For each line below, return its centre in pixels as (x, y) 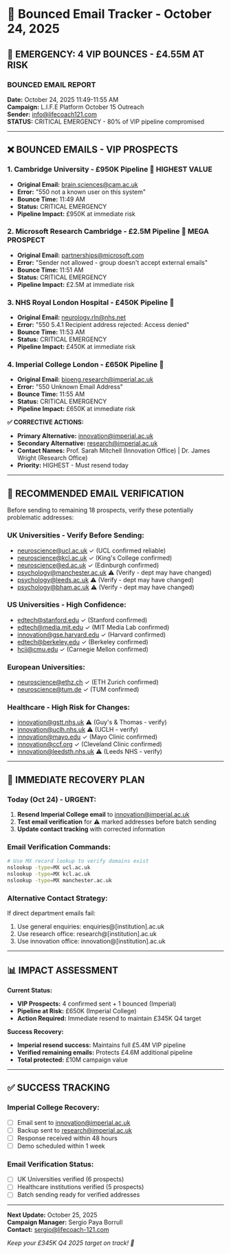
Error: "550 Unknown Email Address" (70, 387)
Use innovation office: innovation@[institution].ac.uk (91, 942)
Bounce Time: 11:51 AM (50, 270)
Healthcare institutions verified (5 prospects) (80, 1187)
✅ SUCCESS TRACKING (59, 1088)
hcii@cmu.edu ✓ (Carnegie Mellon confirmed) (83, 649)
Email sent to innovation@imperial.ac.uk (74, 1122)
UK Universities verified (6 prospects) (70, 1180)
